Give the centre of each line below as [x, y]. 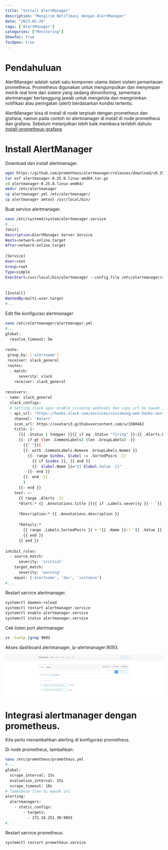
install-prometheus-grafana [34, 129]
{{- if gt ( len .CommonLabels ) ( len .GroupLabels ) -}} [77, 440]
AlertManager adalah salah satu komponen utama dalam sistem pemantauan [84, 82]
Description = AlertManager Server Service [49, 235]
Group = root [16, 266]
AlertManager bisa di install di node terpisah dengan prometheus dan [76, 113]
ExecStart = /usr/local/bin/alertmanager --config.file [62, 277]
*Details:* [30, 525]
